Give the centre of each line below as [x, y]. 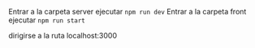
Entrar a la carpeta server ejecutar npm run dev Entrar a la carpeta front [127, 12]
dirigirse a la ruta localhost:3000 [63, 36]
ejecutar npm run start [47, 20]
